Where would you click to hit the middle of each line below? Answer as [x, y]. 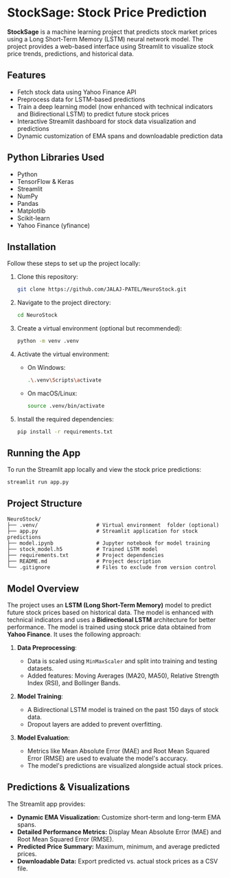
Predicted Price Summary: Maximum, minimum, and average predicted [118, 846]
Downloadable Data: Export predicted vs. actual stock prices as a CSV [117, 861]
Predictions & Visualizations [69, 787]
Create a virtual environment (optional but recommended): [99, 328]
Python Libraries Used [56, 157]
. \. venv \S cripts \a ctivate [64, 380]
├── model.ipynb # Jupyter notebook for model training [109, 543]
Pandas [28, 203]
